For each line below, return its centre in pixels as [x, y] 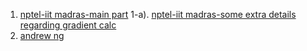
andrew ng [42, 35]
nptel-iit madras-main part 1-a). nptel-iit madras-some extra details [158, 14]
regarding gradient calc [68, 25]
